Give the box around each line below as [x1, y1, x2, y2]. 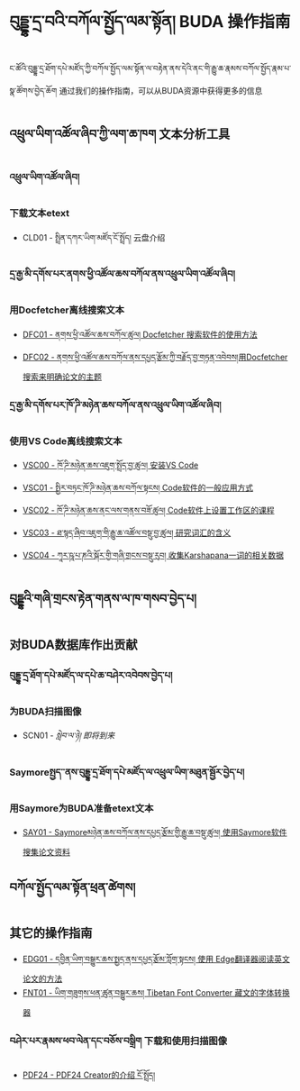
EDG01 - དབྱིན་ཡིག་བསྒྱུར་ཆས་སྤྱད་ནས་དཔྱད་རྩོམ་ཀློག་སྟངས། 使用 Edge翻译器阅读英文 [22, 954, 290, 965]
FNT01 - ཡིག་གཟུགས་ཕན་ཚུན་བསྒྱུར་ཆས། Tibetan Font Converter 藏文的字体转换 [22, 987, 291, 998]
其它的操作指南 [9, 925, 93, 941]
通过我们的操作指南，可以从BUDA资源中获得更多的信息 [59, 85, 263, 95]
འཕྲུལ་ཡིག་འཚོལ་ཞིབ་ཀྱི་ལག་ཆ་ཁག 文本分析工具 [9, 126, 231, 142]
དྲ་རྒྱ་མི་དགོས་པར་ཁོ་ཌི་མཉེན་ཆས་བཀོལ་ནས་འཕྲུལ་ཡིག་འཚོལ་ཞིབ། [9, 398, 222, 411]
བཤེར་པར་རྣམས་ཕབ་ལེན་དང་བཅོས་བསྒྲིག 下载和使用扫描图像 [9, 1035, 228, 1048]
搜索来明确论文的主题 [22, 371, 102, 382]
